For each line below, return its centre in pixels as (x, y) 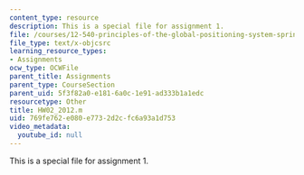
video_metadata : (40, 127)
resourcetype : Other (48, 101)
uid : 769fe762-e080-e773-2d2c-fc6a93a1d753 (93, 118)
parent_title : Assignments (60, 77)
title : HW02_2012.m (46, 110)
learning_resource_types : (58, 51)
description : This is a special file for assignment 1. (117, 26)
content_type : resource (54, 18)
